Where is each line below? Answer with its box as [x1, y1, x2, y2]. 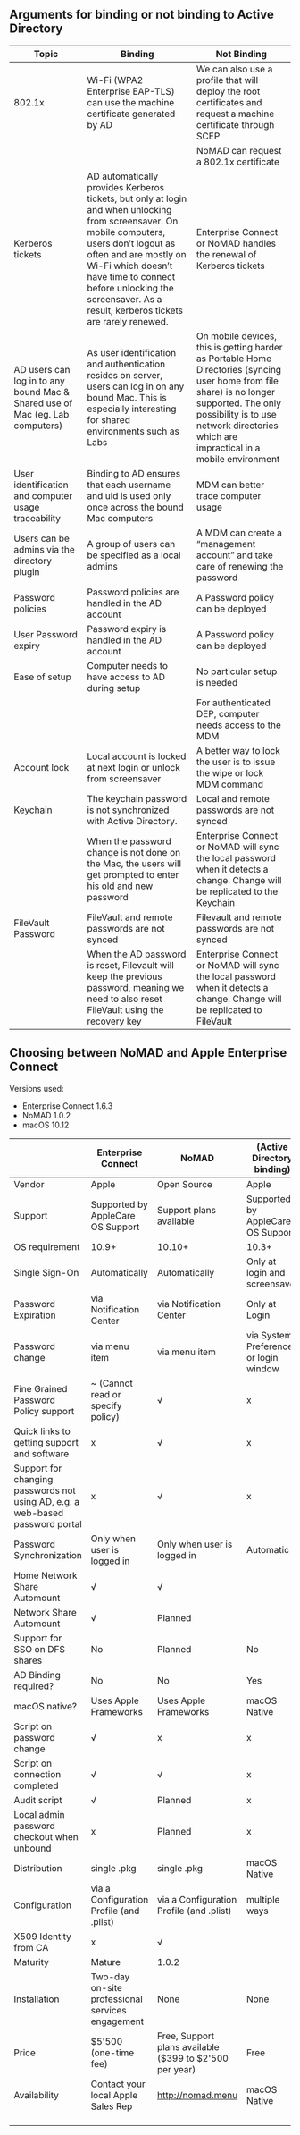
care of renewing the [196, 560, 284, 572]
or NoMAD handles [196, 237, 277, 249]
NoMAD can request [196, 144, 282, 156]
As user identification [87, 346, 177, 359]
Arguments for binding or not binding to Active [9, 7, 274, 22]
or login [246, 1351, 279, 1363]
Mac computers [87, 511, 154, 524]
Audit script [13, 1793, 62, 1806]
